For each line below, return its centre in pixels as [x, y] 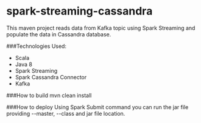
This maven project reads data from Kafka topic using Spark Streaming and [101, 28]
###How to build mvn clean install [49, 95]
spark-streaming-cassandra [79, 11]
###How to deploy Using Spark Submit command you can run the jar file [97, 107]
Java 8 [23, 64]
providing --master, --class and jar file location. [66, 113]
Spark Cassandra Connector [51, 77]
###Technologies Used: [37, 46]
